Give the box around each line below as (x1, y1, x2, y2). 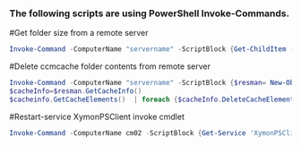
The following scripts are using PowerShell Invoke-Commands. (9, 7, 289, 20)
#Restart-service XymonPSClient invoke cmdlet (9, 111, 185, 122)
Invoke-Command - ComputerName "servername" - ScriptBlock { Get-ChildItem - (9, 45, 295, 54)
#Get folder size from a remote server (9, 28, 149, 39)
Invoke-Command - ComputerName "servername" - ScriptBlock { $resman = (9, 79, 267, 88)
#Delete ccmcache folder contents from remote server (9, 61, 211, 72)
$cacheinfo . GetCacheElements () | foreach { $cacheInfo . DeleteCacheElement (9, 95, 295, 104)
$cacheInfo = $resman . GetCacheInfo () (9, 87, 142, 96)
